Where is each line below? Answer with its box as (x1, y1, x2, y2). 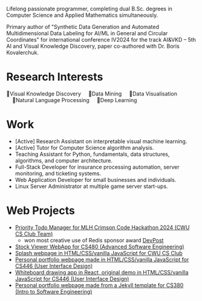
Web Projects (6, 204, 76, 218)
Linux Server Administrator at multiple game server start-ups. (15, 183, 168, 190)
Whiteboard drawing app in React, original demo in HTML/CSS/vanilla (15, 268, 189, 276)
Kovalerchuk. (6, 49, 39, 56)
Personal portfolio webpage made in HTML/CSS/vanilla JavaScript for (15, 256, 189, 263)
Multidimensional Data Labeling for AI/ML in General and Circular (6, 30, 168, 37)
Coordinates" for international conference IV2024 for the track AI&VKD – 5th (6, 36, 197, 43)
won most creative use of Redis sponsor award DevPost (24, 236, 164, 244)
